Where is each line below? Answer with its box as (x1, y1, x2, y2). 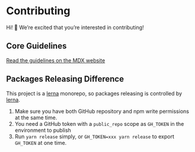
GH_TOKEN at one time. (14, 139, 67, 146)
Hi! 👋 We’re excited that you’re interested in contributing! (6, 24, 144, 31)
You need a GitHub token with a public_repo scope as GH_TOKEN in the (14, 120, 184, 127)
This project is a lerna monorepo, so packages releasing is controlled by (6, 90, 183, 97)
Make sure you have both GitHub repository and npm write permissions (14, 107, 190, 115)
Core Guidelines (6, 41, 67, 51)
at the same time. (14, 114, 57, 121)
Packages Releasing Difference (6, 74, 124, 84)
